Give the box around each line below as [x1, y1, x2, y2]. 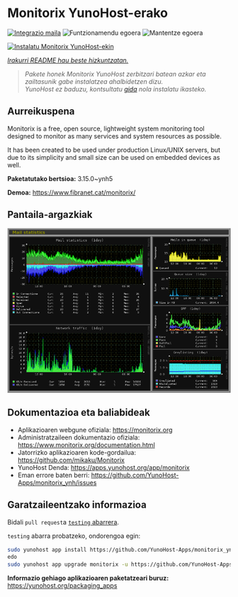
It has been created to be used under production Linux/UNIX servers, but [7, 146, 221, 154]
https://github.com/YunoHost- [91, 471, 179, 479]
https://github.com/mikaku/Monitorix [17, 456, 125, 464]
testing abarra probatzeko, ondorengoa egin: [7, 531, 141, 540]
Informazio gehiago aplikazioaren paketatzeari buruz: [7, 574, 169, 583]
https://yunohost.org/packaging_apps [7, 581, 118, 590]
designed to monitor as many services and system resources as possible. [7, 131, 222, 140]
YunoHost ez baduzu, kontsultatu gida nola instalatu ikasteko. [24, 84, 207, 93]
